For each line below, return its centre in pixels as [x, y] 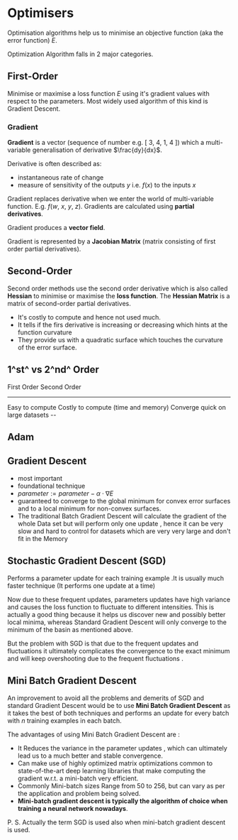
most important [40, 478]
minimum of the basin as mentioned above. [70, 629]
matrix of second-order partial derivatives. [69, 303]
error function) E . [33, 40]
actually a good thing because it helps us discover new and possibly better [117, 614]
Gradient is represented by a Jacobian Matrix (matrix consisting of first [112, 241]
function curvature [45, 332]
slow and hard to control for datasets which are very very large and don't [124, 531]
